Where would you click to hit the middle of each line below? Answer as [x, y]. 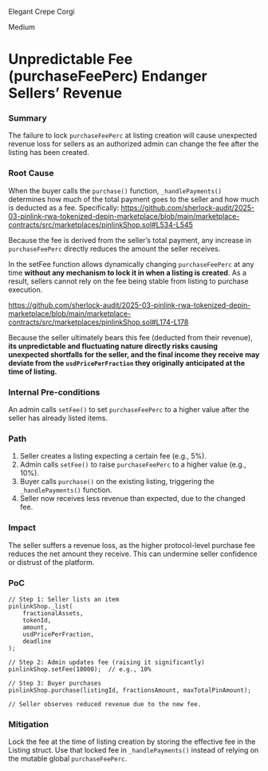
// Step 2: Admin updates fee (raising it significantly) [106, 662]
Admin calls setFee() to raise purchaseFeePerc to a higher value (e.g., [133, 465]
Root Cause [31, 173]
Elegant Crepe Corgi [41, 12]
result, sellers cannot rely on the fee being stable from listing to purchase [128, 281]
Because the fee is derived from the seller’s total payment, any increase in [130, 240]
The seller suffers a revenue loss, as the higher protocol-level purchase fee [132, 545]
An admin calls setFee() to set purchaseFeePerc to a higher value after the [129, 410]
